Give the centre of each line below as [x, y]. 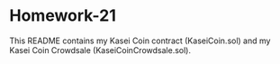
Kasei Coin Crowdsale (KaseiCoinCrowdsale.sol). [100, 50]
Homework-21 [63, 16]
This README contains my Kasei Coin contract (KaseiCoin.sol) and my [140, 41]
